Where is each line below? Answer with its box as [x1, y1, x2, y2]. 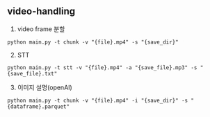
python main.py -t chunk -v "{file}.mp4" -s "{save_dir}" [7, 38, 179, 46]
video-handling [7, 6, 76, 17]
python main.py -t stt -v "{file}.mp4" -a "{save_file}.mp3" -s [7, 64, 197, 71]
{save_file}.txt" [7, 70, 58, 77]
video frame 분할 [17, 24, 65, 33]
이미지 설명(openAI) [17, 83, 73, 91]
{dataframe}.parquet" [7, 103, 70, 110]
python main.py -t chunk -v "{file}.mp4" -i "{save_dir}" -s [7, 97, 188, 104]
